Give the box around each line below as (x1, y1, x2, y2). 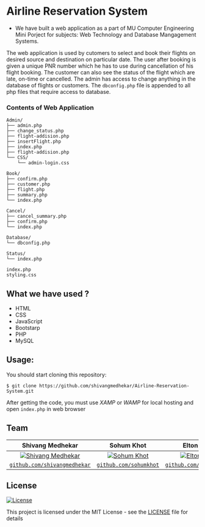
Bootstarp (15, 324, 41, 332)
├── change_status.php (6, 128, 64, 134)
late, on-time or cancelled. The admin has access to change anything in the (6, 75, 196, 82)
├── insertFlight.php (6, 138, 62, 145)
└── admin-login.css (17, 160, 70, 166)
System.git (6, 388, 34, 394)
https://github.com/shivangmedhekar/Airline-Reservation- (38, 382, 190, 389)
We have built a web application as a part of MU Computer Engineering (15, 24, 194, 32)
